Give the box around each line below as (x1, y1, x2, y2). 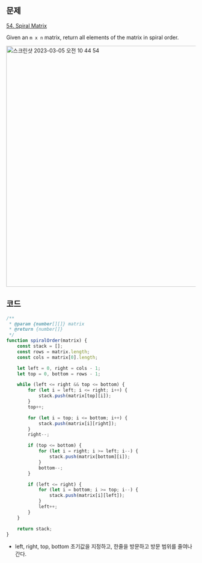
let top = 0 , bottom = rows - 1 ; (17, 371, 101, 377)
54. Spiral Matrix (6, 22, 47, 29)
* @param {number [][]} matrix (8, 321, 85, 327)
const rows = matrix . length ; (17, 348, 90, 355)
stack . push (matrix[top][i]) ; (38, 393, 112, 399)
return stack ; (17, 526, 52, 532)
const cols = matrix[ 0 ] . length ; (17, 354, 98, 360)
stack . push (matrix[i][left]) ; (49, 493, 125, 499)
